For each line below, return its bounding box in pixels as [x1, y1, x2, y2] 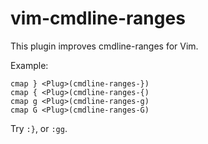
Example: [10, 59, 49, 71]
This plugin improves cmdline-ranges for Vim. [10, 40, 199, 52]
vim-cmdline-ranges [10, 7, 186, 30]
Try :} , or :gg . [10, 122, 68, 134]
